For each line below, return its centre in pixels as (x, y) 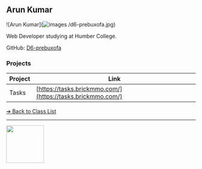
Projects (19, 63)
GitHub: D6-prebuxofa (34, 48)
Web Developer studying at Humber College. (62, 36)
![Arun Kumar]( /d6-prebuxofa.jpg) (61, 24)
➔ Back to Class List (31, 111)
